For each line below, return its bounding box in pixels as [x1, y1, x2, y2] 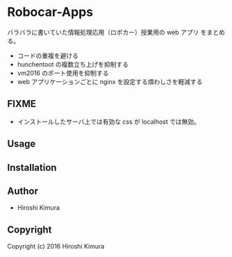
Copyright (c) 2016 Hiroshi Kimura [7, 242, 105, 251]
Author [7, 185, 38, 197]
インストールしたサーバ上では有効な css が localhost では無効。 [17, 117, 200, 126]
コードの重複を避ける [17, 51, 78, 60]
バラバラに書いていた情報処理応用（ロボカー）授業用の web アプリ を [7, 28, 207, 36]
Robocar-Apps [7, 4, 94, 20]
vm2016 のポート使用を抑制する [17, 69, 109, 77]
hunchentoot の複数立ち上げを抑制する [17, 60, 129, 68]
